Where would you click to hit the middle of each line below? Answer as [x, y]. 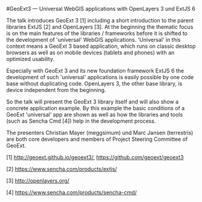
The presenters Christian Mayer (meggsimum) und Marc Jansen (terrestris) [100, 133]
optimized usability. [30, 59]
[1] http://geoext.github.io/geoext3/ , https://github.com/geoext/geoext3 [95, 157]
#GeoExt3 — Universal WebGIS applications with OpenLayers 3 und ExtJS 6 [101, 9]
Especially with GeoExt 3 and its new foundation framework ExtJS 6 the [95, 71]
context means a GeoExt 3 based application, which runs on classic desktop [101, 46]
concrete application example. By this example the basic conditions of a [96, 108]
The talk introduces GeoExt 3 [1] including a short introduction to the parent [100, 20]
